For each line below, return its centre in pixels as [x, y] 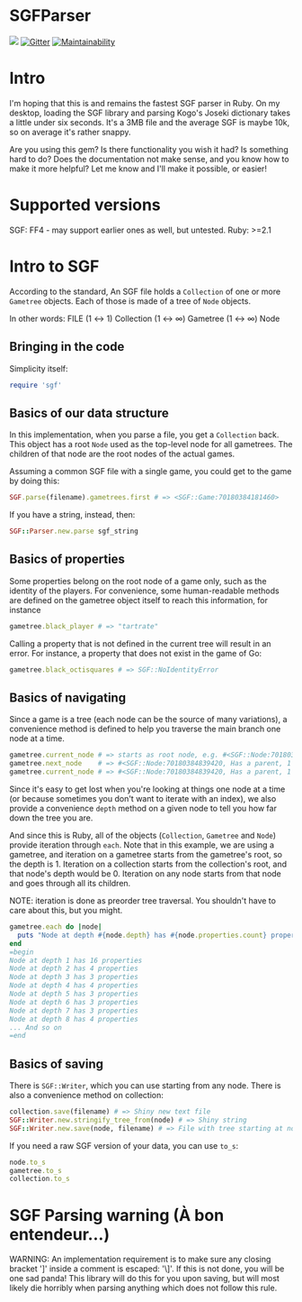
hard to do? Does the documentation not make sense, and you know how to [149, 159]
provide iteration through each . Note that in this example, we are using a [142, 845]
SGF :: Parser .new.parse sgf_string [74, 532]
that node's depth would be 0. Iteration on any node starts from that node [145, 874]
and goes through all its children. [70, 883]
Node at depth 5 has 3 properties [74, 994]
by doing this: [35, 481]
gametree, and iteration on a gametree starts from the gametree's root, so [146, 854]
